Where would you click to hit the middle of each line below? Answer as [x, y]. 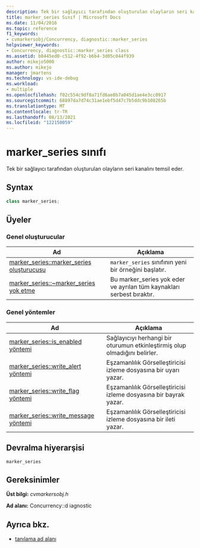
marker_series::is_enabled [46, 341]
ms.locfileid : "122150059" [40, 123]
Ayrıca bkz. [28, 524]
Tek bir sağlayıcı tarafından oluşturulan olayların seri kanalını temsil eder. [95, 169]
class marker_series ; [33, 201]
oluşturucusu [28, 270]
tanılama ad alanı [35, 539]
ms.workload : [22, 84]
